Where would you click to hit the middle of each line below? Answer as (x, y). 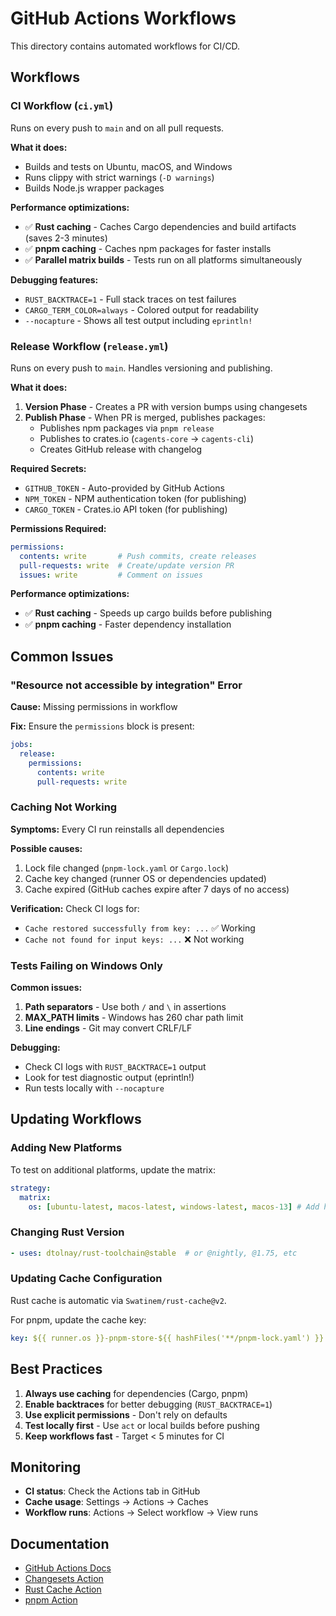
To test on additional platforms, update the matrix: (113, 1169)
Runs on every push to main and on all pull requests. (117, 128)
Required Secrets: (48, 468)
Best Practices (56, 1369)
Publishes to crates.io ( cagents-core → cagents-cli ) (147, 438)
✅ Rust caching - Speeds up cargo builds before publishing (148, 613)
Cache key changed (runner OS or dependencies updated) (145, 878)
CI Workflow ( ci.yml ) (62, 106)
